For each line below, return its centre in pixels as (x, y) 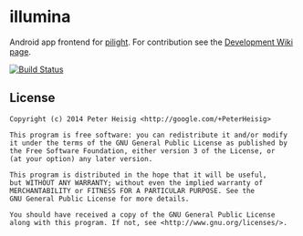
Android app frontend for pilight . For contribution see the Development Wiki (151, 42)
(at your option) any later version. (81, 159)
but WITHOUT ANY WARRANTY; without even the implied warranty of (136, 183)
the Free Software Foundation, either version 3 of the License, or (142, 151)
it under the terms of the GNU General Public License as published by (148, 143)
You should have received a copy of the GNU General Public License (142, 215)
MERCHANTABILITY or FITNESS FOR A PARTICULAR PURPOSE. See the (132, 190)
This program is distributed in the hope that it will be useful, (138, 175)
